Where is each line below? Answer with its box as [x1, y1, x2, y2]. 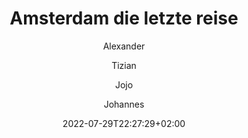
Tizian [111, 59, 137, 71]
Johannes [103, 98, 145, 110]
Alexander [102, 40, 146, 52]
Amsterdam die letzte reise [9, 7, 239, 30]
